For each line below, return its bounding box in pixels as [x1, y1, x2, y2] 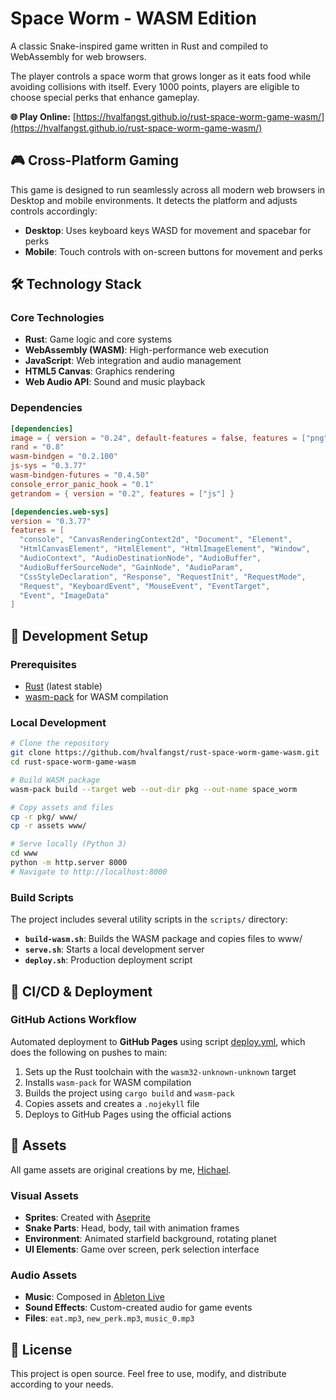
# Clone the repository [10, 738, 110, 749]
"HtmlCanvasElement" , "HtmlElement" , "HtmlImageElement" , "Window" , [19, 544, 311, 554]
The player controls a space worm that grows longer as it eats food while [10, 70, 312, 82]
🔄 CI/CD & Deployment [10, 983, 153, 1000]
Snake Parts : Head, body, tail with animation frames [24, 1222, 240, 1234]
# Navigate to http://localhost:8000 [10, 867, 168, 877]
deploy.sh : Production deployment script [24, 954, 193, 966]
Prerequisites [10, 657, 77, 671]
